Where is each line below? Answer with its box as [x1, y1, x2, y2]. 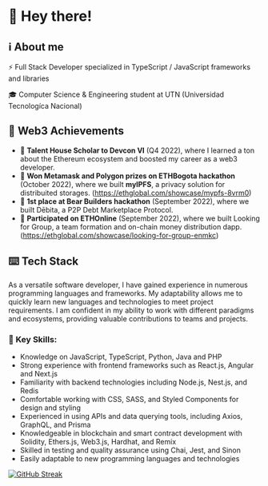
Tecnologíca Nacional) [8, 102, 82, 110]
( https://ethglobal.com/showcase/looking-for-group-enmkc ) [19, 230, 219, 240]
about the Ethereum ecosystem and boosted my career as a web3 [19, 153, 238, 163]
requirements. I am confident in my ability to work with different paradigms [8, 305, 254, 315]
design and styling [19, 403, 82, 412]
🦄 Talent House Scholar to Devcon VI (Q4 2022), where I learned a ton [19, 145, 254, 155]
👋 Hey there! [8, 7, 92, 26]
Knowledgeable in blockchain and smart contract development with [19, 428, 242, 438]
